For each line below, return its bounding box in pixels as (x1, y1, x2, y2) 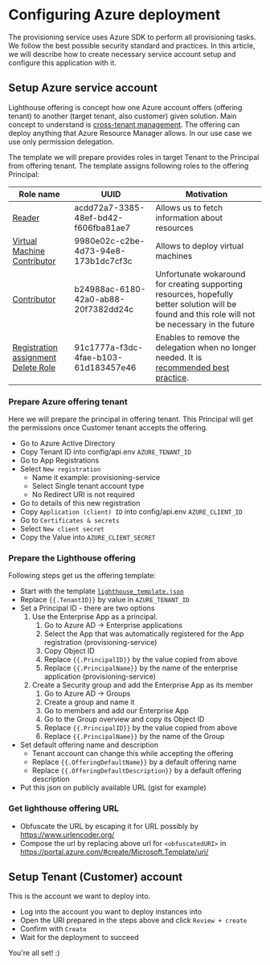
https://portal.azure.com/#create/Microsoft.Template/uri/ (19, 847, 209, 856)
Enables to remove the (155, 331, 240, 343)
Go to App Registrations (19, 456, 100, 466)
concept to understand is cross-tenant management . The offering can (8, 119, 240, 129)
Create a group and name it (43, 697, 135, 707)
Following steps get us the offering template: (8, 571, 157, 581)
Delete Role (12, 362, 56, 373)
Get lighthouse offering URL (8, 803, 119, 814)
